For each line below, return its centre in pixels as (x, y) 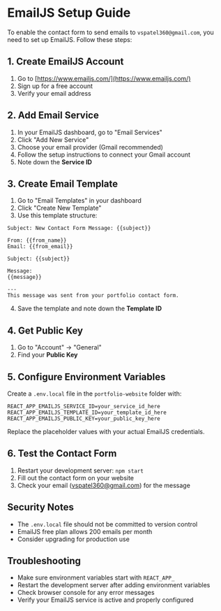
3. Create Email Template (63, 184)
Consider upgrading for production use (74, 539)
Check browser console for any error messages (86, 593)
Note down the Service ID (55, 161)
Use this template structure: (57, 215)
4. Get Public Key (45, 330)
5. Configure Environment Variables (86, 376)
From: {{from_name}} (37, 240)
